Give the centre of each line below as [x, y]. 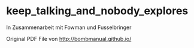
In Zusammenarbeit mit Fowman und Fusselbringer [69, 27]
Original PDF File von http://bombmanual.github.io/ [69, 39]
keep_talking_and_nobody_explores [97, 11]
